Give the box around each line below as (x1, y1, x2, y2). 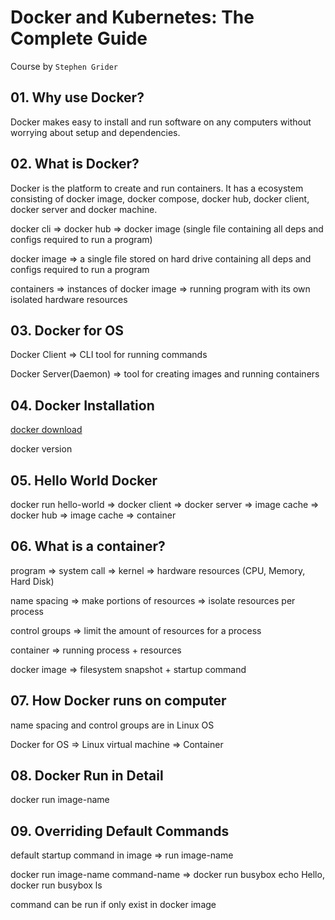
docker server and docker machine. (10, 203, 158, 215)
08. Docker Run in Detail (10, 767, 164, 785)
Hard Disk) (10, 575, 55, 587)
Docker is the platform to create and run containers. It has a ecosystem (10, 182, 304, 194)
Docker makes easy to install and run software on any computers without (10, 116, 312, 128)
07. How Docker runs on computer (10, 692, 227, 710)
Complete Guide (10, 27, 148, 50)
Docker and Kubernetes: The (10, 6, 255, 29)
